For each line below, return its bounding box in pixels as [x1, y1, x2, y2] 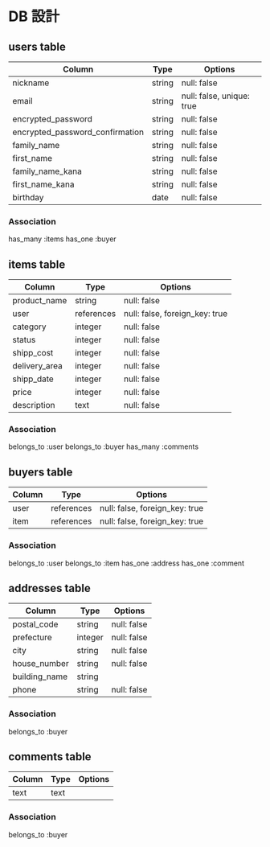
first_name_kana [12, 179, 75, 190]
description [12, 400, 55, 411]
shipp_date [12, 373, 54, 384]
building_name [12, 671, 68, 682]
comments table [8, 750, 92, 764]
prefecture [12, 632, 52, 643]
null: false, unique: [181, 90, 251, 101]
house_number [12, 658, 70, 669]
